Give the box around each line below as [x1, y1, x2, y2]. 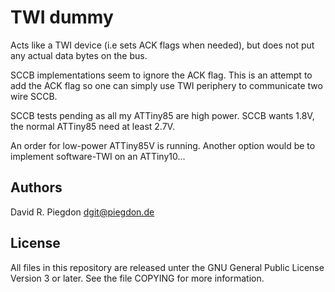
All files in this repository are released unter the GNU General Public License [10, 261, 325, 273]
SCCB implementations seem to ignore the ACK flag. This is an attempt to [10, 69, 313, 81]
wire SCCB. [10, 90, 58, 102]
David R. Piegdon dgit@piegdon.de [10, 206, 155, 218]
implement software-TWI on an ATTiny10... [10, 150, 186, 162]
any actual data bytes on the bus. [10, 49, 148, 61]
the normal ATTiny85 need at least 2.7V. [10, 120, 175, 132]
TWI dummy [10, 6, 114, 29]
